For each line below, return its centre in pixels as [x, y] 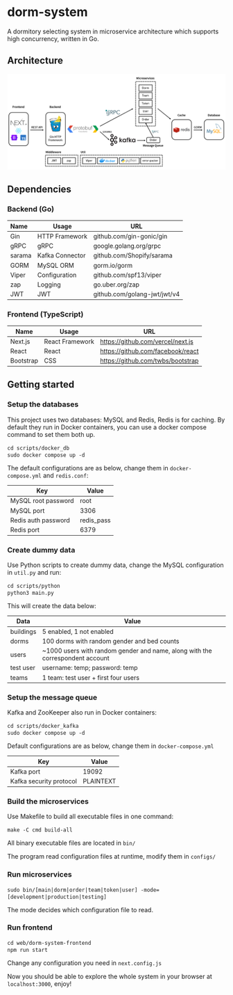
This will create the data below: [52, 605]
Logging [49, 285]
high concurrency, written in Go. [53, 38]
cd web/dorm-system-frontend [49, 943]
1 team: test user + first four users [91, 677]
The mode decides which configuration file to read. [80, 909]
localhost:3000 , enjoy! [40, 984]
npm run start [28, 950]
